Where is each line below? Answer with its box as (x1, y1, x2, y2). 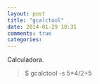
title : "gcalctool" (7, 17, 65, 24)
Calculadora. (7, 55, 44, 64)
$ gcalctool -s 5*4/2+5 (24, 69, 93, 78)
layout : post (7, 10, 46, 17)
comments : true (7, 29, 52, 37)
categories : (7, 36, 42, 43)
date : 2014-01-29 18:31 (7, 23, 77, 30)
